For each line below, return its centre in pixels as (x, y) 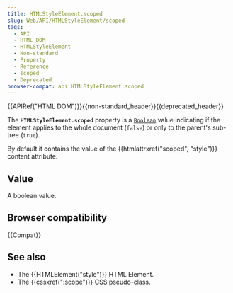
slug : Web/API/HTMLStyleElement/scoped (66, 21)
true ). (32, 135)
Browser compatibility (57, 218)
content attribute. (33, 156)
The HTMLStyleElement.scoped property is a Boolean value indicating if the (114, 120)
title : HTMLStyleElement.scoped (55, 14)
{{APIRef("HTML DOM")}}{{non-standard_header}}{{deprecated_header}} (116, 106)
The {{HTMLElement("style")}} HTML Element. (86, 274)
